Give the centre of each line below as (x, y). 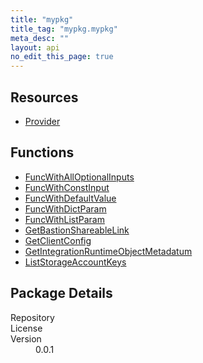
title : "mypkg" (42, 19)
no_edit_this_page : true (62, 57)
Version (26, 338)
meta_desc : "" (40, 38)
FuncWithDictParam (65, 208)
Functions (42, 152)
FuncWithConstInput (67, 187)
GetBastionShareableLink (77, 230)
